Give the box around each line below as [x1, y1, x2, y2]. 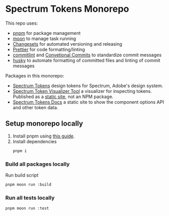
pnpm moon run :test [5, 206, 50, 211]
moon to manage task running [12, 35, 76, 42]
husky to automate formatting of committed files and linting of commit [12, 57, 160, 63]
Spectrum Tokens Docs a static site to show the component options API [12, 99, 164, 105]
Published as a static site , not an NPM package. [12, 93, 114, 100]
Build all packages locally [5, 160, 70, 167]
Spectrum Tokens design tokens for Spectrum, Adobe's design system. [12, 83, 163, 89]
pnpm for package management [12, 30, 81, 36]
